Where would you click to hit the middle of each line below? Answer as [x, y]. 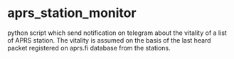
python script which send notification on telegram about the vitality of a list [117, 33]
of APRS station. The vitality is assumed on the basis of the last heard [109, 40]
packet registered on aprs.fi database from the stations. [89, 48]
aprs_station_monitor [72, 13]
